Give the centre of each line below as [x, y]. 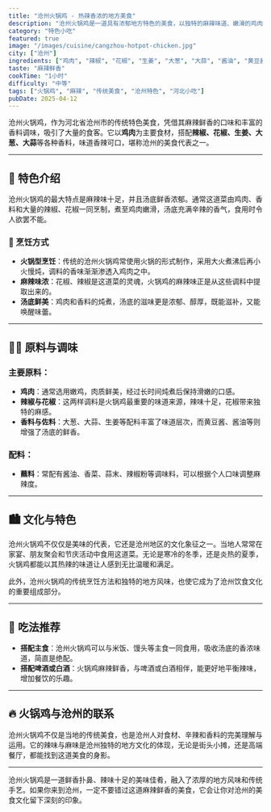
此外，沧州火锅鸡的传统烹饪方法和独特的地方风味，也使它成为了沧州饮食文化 [135, 582]
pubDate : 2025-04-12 [43, 99]
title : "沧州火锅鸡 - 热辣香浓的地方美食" [72, 16]
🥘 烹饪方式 [29, 242]
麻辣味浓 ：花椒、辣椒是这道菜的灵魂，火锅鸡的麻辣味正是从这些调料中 [137, 282]
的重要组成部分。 [37, 591]
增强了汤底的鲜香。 [52, 432]
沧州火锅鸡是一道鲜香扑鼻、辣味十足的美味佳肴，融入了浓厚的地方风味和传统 [135, 780]
